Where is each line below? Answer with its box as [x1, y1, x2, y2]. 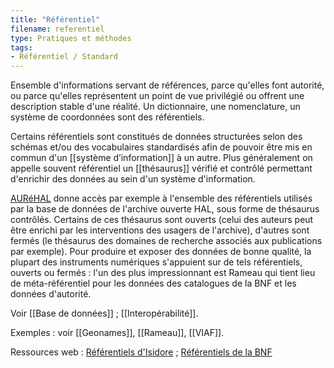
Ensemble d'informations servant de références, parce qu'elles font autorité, [10, 79, 325, 91]
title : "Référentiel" [10, 14, 101, 25]
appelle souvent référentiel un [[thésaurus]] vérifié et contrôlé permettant [10, 162, 313, 175]
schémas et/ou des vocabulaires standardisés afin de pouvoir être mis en [10, 141, 313, 153]
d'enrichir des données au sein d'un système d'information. [10, 173, 256, 185]
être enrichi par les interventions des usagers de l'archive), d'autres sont [10, 224, 310, 236]
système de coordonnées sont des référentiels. [10, 111, 205, 123]
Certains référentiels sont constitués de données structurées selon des [10, 131, 303, 143]
